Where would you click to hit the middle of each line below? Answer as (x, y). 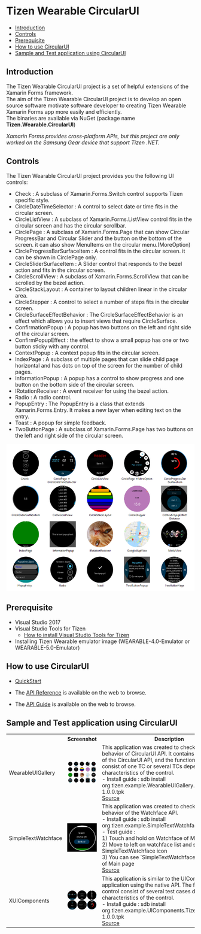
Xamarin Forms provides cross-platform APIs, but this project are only (93, 136)
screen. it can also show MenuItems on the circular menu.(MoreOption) (103, 244)
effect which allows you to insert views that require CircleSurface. (96, 321)
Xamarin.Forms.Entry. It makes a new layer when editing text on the (98, 410)
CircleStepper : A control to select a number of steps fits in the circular (102, 302)
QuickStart (28, 681)
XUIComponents (29, 901)
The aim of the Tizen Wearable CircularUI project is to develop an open (94, 99)
